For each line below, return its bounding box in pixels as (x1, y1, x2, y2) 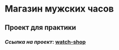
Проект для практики (5, 23, 76, 32)
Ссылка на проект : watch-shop (5, 38, 86, 45)
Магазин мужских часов (5, 3, 114, 15)
